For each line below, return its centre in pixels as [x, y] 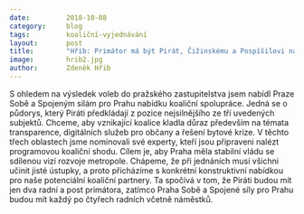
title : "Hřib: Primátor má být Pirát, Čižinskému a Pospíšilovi [147, 51]
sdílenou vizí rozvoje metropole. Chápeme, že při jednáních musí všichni [144, 161]
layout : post [46, 43]
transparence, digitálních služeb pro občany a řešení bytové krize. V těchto [149, 132]
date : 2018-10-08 [58, 18]
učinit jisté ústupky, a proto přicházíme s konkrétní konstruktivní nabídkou [146, 170]
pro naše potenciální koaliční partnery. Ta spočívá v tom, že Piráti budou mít [151, 180]
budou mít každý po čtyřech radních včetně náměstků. [111, 199]
